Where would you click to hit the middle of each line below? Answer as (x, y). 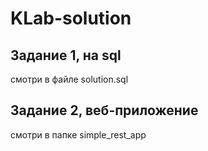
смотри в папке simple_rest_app (78, 134)
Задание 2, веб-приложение (104, 110)
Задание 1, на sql (66, 55)
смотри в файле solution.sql (69, 79)
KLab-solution (71, 18)
